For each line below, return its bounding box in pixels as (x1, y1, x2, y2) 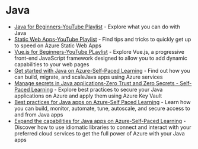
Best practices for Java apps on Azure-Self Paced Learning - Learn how (14, 98, 191, 105)
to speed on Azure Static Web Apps (14, 42, 102, 49)
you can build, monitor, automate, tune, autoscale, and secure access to (14, 105, 190, 112)
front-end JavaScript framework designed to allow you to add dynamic (14, 54, 187, 61)
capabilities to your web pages (14, 60, 90, 68)
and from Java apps (14, 111, 63, 118)
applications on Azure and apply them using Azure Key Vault (14, 92, 162, 99)
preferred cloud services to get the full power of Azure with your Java (14, 129, 185, 137)
